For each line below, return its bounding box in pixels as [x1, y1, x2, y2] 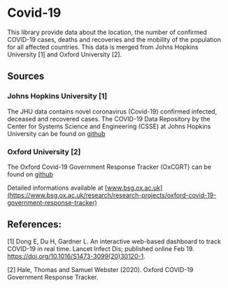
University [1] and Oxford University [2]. [7, 50, 122, 59]
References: [7, 218, 62, 231]
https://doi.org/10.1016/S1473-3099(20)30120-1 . [7, 252, 145, 260]
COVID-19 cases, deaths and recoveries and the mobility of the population [7, 35, 222, 43]
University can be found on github [7, 129, 106, 137]
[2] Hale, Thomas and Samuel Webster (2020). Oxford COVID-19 [7, 265, 194, 273]
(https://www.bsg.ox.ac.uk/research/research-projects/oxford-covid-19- [7, 190, 217, 199]
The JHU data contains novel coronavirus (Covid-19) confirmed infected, [7, 107, 218, 116]
